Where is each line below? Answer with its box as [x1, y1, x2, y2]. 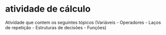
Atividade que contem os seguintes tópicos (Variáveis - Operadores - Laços [5, 19, 161, 25]
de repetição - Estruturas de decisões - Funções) [5, 24, 107, 30]
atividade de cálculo [5, 3, 91, 15]
